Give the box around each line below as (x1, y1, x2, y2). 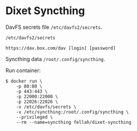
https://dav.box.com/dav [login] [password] (5, 45, 116, 51)
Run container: (5, 66, 41, 74)
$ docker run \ (5, 78, 43, 84)
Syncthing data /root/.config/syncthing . (5, 55, 105, 62)
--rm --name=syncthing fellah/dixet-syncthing (16, 119, 132, 125)
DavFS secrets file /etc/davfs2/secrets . (5, 23, 102, 31)
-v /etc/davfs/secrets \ (16, 104, 77, 110)
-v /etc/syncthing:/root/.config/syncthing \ (16, 109, 129, 115)
